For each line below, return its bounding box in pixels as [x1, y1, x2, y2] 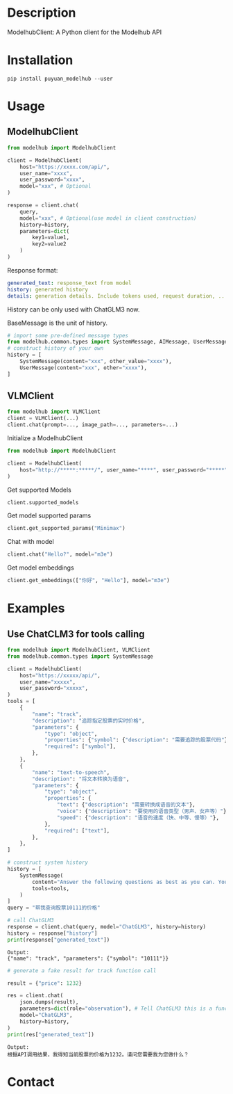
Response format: [7, 266, 58, 274]
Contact [7, 1074, 55, 1090]
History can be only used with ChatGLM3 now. [7, 305, 140, 314]
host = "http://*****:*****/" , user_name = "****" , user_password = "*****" [19, 466, 228, 474]
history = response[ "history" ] [7, 930, 98, 937]
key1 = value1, [32, 234, 70, 241]
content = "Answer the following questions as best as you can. [32, 878, 216, 885]
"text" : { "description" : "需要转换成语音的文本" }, [56, 801, 196, 808]
